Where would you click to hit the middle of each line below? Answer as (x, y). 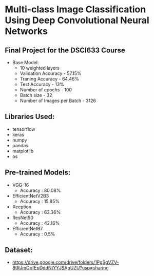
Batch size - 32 (36, 95)
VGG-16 (21, 185)
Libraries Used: (30, 117)
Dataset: (19, 250)
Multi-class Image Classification (75, 9)
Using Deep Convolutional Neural (77, 20)
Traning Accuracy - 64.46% (50, 79)
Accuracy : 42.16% (40, 223)
